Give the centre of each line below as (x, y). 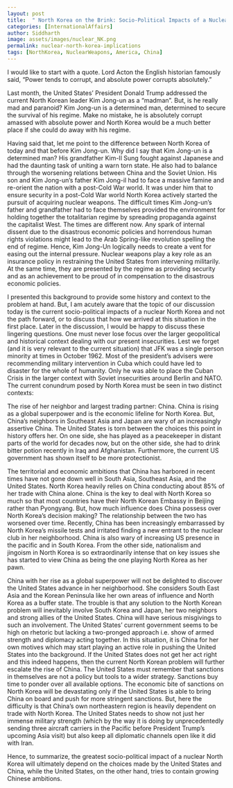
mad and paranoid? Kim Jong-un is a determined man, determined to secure (116, 108)
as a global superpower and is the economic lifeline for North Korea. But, (111, 413)
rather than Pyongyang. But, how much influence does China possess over (114, 508)
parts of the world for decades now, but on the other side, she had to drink (114, 443)
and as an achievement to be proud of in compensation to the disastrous (111, 276)
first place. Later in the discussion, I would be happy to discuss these (106, 326)
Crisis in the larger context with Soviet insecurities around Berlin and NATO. (115, 378)
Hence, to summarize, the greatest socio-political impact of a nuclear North (115, 756)
